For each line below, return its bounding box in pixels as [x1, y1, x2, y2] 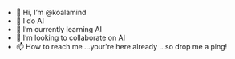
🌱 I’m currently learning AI [15, 25, 103, 33]
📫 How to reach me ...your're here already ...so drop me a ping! [15, 42, 228, 51]
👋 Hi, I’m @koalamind [15, 8, 87, 17]
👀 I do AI [15, 16, 44, 26]
